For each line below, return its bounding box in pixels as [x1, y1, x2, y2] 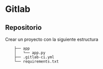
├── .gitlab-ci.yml [14, 55, 55, 60]
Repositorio [5, 23, 42, 32]
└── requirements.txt [14, 59, 59, 64]
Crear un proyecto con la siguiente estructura [5, 36, 99, 42]
